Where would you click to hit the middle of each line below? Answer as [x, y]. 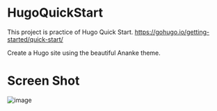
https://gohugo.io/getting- [172, 32]
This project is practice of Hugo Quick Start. [70, 32]
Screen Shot [43, 81]
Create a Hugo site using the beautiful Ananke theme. [84, 53]
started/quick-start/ [35, 39]
